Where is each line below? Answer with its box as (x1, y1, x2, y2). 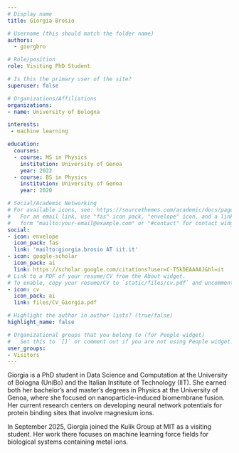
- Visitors (7, 351, 40, 358)
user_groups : (7, 345, 46, 352)
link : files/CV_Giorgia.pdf (14, 299, 97, 306)
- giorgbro (14, 43, 46, 51)
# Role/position (7, 56, 55, 63)
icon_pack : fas (14, 239, 59, 246)
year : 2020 (20, 187, 53, 194)
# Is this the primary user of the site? (7, 75, 132, 83)
